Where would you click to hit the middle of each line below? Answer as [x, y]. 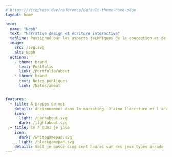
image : [17, 43]
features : [16, 99]
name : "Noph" [24, 29]
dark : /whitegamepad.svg [45, 137]
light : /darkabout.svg [43, 118]
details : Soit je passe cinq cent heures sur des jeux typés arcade [89, 147]
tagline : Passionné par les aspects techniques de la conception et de [88, 38]
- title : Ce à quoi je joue [40, 128]
